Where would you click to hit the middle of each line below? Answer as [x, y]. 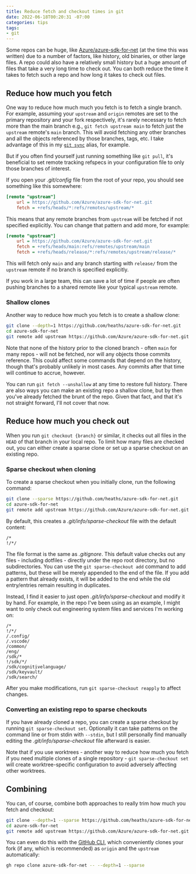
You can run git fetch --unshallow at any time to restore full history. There [97, 384]
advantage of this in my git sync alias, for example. [68, 145]
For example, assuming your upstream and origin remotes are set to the [92, 113]
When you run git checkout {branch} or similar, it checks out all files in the [96, 435]
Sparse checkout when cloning [51, 469]
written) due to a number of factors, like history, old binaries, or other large [96, 56]
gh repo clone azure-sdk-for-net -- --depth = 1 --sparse [75, 866]
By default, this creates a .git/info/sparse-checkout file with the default [91, 521]
